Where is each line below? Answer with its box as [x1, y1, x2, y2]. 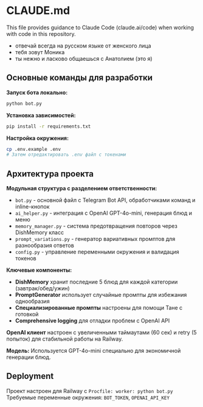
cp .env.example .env [6, 146, 61, 152]
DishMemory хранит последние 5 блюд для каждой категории [15, 278, 178, 286]
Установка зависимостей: [6, 111, 76, 119]
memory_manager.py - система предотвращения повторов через [15, 223, 177, 230]
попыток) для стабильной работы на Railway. [6, 335, 123, 343]
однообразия [15, 297, 50, 305]
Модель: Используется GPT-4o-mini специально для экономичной [6, 347, 181, 355]
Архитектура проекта [6, 169, 94, 179]
